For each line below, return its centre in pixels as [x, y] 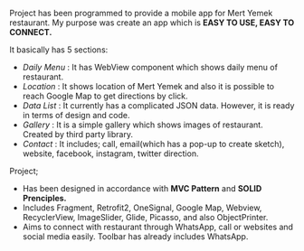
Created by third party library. [78, 134]
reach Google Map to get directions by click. [105, 96]
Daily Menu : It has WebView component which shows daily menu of [150, 67]
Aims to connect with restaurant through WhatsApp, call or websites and [158, 227]
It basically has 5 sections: [59, 50]
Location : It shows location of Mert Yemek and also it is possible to [148, 86]
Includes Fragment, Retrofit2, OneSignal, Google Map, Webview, [142, 208]
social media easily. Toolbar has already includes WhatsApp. [135, 237]
